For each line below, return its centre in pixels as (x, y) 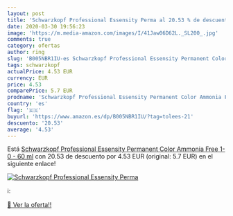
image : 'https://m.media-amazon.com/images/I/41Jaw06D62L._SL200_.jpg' (113, 33)
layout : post (26, 13)
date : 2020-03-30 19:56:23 (46, 26)
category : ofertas (34, 46)
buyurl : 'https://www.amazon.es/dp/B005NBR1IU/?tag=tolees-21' (101, 116)
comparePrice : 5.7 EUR (40, 91)
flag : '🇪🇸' (24, 110)
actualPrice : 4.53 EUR (40, 71)
